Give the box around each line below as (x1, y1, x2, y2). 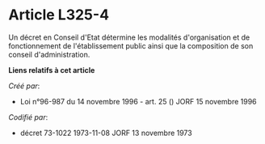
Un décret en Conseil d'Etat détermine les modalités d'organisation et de (8, 32, 250, 42)
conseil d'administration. (8, 49, 90, 59)
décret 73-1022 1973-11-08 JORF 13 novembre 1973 (19, 128, 192, 138)
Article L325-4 (8, 6, 110, 24)
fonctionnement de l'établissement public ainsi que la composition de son (8, 40, 254, 50)
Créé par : (8, 81, 40, 91)
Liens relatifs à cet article (8, 65, 95, 74)
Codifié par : (8, 112, 48, 122)
